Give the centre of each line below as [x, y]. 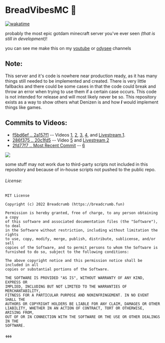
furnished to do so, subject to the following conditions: [67, 252]
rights [12, 235]
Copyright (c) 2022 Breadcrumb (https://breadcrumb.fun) [65, 204]
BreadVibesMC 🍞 [41, 10]
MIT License [17, 196]
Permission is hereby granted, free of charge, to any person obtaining [82, 213]
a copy [12, 217]
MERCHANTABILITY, [23, 291]
